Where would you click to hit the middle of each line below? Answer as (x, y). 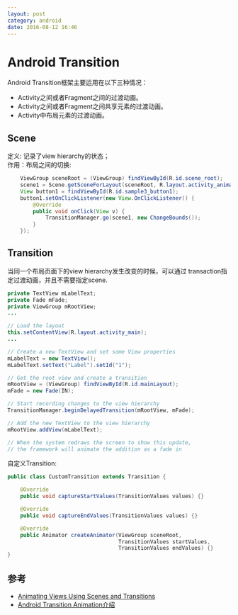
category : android (34, 21)
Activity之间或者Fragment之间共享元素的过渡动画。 (92, 106)
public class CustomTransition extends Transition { (87, 477)
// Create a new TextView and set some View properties (91, 351)
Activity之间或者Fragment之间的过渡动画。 (80, 98)
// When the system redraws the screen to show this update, (100, 442)
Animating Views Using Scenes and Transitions (86, 596)
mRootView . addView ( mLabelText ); (55, 429)
